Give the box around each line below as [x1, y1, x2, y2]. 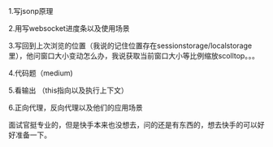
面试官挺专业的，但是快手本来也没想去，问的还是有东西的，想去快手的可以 [8, 120, 258, 129]
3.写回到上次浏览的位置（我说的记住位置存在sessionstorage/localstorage [8, 41, 253, 50]
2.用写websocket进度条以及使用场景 [8, 24, 130, 33]
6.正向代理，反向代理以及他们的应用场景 [8, 103, 144, 112]
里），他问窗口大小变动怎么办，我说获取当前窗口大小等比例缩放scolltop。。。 [8, 51, 260, 60]
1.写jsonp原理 [8, 6, 54, 15]
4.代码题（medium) [8, 68, 73, 78]
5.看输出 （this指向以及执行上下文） [8, 85, 128, 95]
